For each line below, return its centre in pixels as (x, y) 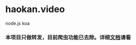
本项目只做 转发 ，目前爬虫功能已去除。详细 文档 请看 (68, 37)
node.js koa (17, 23)
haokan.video (35, 9)
